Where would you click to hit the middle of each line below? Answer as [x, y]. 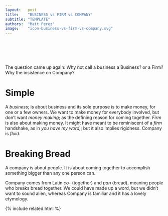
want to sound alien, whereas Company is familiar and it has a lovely [76, 193]
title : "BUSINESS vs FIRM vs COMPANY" [49, 15]
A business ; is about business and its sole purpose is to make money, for [80, 107]
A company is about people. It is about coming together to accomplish [78, 168]
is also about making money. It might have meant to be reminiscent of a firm [83, 123]
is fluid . [13, 133]
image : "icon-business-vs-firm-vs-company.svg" [59, 29]
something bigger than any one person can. [50, 173]
